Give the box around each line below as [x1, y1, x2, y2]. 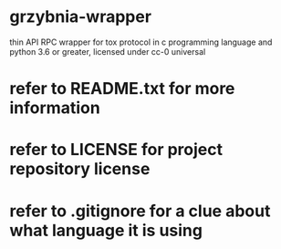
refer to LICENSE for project [9, 140, 224, 161]
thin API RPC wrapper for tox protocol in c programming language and [9, 36, 273, 47]
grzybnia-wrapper [9, 6, 152, 27]
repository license [9, 159, 151, 180]
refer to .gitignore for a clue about [9, 201, 271, 221]
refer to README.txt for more [9, 78, 235, 99]
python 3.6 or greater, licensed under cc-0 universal [9, 46, 206, 57]
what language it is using [9, 220, 203, 241]
